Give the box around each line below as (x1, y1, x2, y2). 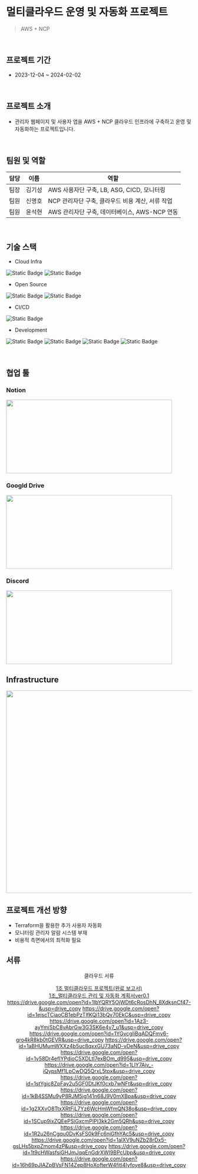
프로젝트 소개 (6, 101, 51, 111)
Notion (6, 386, 27, 394)
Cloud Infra (14, 258, 42, 265)
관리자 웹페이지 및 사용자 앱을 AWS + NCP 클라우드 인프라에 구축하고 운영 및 (14, 118, 192, 125)
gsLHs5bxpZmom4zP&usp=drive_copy (12, 1142, 107, 1149)
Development (14, 326, 48, 333)
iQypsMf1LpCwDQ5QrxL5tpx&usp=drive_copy (43, 1067, 155, 1074)
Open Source (14, 281, 47, 288)
